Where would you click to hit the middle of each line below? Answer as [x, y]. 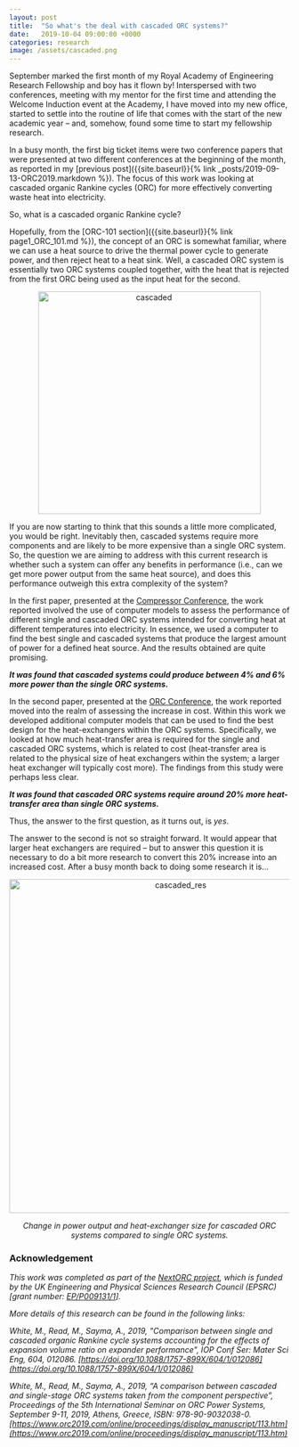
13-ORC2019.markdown [53, 178]
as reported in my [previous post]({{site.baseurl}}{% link [113, 169]
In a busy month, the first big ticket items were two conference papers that [146, 150]
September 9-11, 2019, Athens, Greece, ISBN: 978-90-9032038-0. [130, 1414]
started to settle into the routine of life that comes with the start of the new [146, 114]
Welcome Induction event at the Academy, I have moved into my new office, [148, 104]
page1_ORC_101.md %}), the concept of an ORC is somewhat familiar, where [148, 241]
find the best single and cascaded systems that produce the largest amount [148, 638]
